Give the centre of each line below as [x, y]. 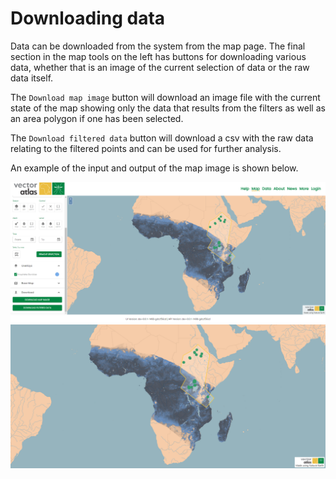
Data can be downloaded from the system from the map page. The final [158, 46]
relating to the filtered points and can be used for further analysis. [146, 148]
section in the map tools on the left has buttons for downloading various [158, 56]
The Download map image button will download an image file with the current [165, 97]
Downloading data [88, 18]
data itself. [32, 78]
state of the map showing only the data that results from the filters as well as [168, 108]
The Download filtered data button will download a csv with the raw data [162, 138]
